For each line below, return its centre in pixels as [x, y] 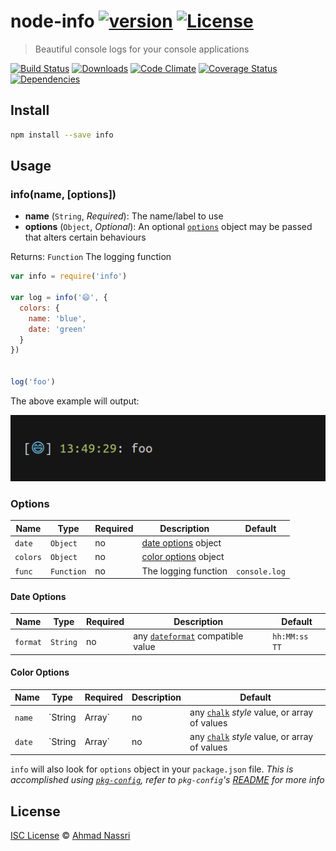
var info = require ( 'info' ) [69, 276]
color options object [183, 557]
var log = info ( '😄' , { [59, 298]
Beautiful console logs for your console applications [142, 49]
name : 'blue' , [57, 318]
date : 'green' [57, 329]
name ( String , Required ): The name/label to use [124, 216]
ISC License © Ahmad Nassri [70, 836]
